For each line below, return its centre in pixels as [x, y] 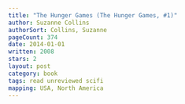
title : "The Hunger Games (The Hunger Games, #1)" [93, 15]
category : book [33, 74]
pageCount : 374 [33, 37]
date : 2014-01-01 [37, 45]
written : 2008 [31, 52]
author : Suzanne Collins [49, 23]
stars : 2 [22, 59]
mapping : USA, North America [56, 88]
